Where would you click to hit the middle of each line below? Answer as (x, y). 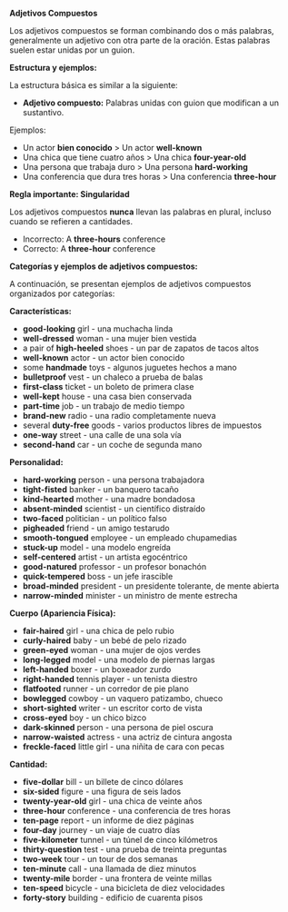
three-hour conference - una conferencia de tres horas (127, 811)
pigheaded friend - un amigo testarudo (96, 528)
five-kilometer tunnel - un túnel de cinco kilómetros (120, 840)
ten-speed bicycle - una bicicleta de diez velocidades (124, 888)
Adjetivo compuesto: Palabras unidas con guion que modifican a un (151, 103)
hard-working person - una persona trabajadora (114, 480)
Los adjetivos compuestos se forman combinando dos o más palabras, (142, 30)
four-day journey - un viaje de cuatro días (101, 830)
